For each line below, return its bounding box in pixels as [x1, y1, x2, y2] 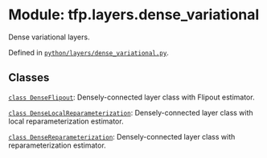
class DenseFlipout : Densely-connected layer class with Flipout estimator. [8, 92, 255, 102]
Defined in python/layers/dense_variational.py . [8, 47, 169, 57]
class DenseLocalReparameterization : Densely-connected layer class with [8, 107, 253, 117]
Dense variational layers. [8, 32, 90, 42]
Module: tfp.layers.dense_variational [8, 6, 260, 24]
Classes [8, 71, 50, 85]
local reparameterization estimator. [8, 116, 124, 126]
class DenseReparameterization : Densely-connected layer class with [8, 132, 236, 141]
